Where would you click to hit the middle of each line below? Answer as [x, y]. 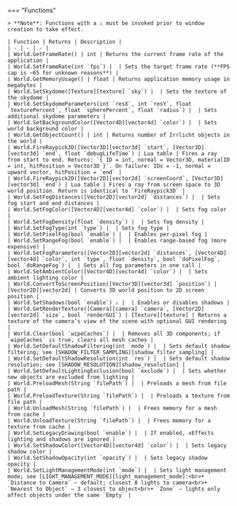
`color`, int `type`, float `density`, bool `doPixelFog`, [131, 259]
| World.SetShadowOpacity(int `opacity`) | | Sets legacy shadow [108, 458]
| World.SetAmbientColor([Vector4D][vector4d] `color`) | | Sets [108, 272]
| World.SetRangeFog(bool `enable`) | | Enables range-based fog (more [117, 241]
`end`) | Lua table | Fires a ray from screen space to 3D [131, 185]
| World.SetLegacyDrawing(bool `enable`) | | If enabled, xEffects [111, 433]
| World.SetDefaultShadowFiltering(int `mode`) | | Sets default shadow [119, 346]
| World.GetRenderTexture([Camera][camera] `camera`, [89, 309]
